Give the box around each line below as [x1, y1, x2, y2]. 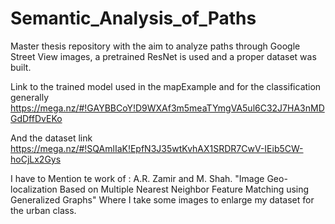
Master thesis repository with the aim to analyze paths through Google [10, 40, 301, 52]
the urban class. [10, 204, 77, 216]
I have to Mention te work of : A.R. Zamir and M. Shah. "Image [10, 172, 265, 184]
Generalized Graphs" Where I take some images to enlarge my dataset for [10, 193, 315, 206]
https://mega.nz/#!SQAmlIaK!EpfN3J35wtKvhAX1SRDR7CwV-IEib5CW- [10, 142, 304, 154]
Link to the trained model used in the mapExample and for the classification [10, 80, 322, 92]
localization [10, 183, 58, 195]
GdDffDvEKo [10, 112, 63, 124]
